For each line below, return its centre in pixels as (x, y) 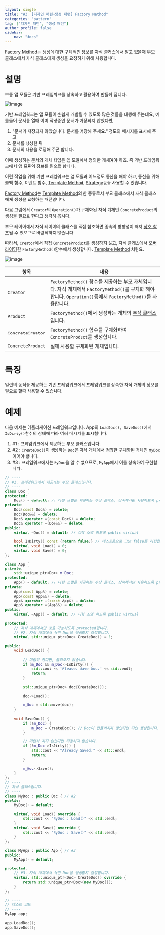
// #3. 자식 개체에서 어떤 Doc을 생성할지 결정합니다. (62, 873)
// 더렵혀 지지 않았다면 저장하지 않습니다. (60, 741)
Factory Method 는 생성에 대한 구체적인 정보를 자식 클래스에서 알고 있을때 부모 (80, 52)
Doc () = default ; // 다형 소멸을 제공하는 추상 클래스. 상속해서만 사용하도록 (84, 501)
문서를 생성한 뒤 (27, 143)
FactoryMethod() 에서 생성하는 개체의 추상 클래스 (103, 313)
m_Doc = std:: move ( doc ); (48, 705)
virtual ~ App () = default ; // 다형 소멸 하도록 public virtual (76, 615)
